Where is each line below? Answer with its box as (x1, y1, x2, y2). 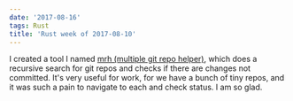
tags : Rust (9, 21, 50, 30)
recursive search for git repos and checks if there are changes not (9, 63, 251, 74)
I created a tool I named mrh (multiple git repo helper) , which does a (9, 54, 258, 65)
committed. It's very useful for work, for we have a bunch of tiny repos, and (9, 73, 285, 83)
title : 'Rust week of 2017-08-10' (9, 29, 137, 38)
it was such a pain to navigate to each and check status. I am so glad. (9, 82, 263, 93)
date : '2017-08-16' (9, 12, 81, 22)
